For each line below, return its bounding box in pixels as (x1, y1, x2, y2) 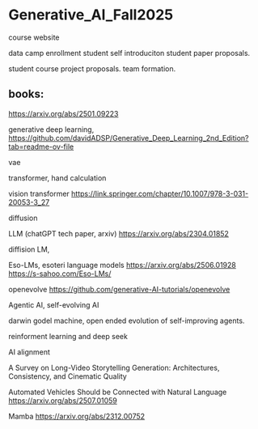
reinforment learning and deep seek (8, 331, 128, 341)
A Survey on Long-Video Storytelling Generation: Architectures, (8, 363, 220, 372)
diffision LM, (8, 244, 50, 254)
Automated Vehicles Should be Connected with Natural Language (8, 387, 227, 397)
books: (8, 87, 44, 101)
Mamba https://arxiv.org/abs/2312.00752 (8, 411, 146, 421)
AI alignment (8, 346, 51, 357)
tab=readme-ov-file (8, 142, 74, 151)
